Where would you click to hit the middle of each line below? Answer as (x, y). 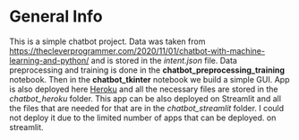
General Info (56, 17)
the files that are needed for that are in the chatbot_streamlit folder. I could (147, 108)
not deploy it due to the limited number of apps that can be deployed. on (143, 118)
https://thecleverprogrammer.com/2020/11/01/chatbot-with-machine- (137, 50)
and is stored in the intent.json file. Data (164, 60)
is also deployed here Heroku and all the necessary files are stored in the (144, 89)
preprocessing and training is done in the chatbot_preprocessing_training (147, 70)
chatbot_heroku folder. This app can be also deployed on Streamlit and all (145, 98)
